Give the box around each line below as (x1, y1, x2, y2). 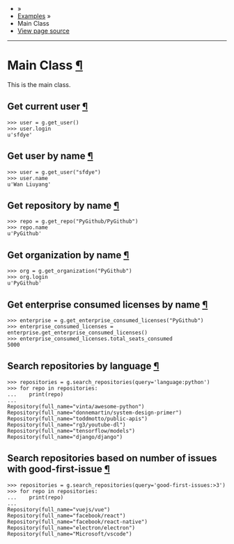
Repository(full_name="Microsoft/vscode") (7, 530, 132, 537)
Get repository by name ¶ (7, 200, 120, 211)
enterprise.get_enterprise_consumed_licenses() (7, 329, 148, 336)
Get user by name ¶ (7, 150, 93, 162)
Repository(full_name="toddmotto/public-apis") (7, 415, 148, 422)
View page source (17, 26, 70, 35)
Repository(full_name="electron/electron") (7, 524, 136, 531)
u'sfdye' (7, 131, 33, 138)
